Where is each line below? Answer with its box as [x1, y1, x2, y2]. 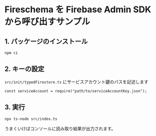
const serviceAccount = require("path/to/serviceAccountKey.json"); [4, 89, 147, 93]
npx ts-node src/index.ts [4, 116, 57, 121]
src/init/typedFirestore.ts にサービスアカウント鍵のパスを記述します [4, 79, 149, 85]
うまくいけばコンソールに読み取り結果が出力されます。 [4, 125, 116, 132]
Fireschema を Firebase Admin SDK [4, 4, 152, 15]
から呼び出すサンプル [4, 16, 90, 27]
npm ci [4, 50, 18, 55]
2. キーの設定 [4, 65, 45, 73]
